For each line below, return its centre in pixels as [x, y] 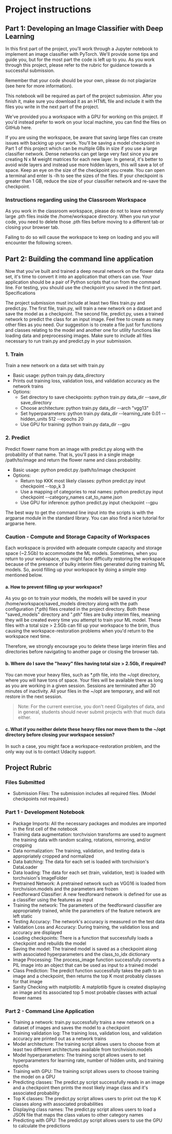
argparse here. [21, 523]
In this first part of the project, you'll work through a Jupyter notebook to [82, 49]
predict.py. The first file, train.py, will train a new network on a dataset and [84, 308]
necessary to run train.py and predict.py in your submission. [69, 341]
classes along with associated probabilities [58, 1104]
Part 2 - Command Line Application [50, 1011]
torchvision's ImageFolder [40, 878]
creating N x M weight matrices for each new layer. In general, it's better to [84, 159]
